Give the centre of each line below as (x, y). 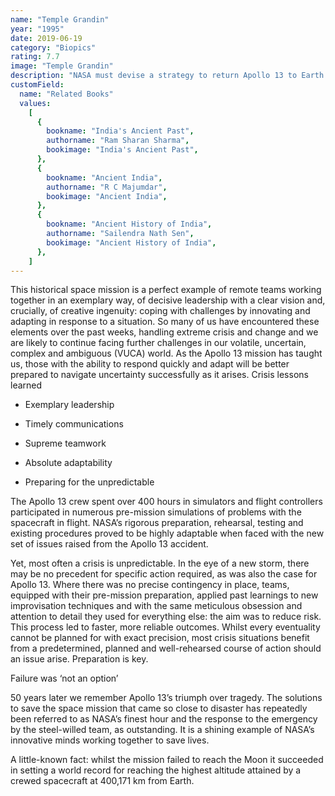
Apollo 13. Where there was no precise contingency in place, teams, (150, 585)
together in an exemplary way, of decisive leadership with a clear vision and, (168, 300)
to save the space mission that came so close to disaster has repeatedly (159, 708)
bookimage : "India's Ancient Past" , (122, 150)
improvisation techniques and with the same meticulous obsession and (156, 606)
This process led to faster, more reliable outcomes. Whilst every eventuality (165, 627)
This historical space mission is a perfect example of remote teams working (166, 290)
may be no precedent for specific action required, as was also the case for (164, 574)
